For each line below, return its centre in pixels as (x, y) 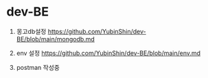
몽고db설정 (31, 31)
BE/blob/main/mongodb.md (56, 39)
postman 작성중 (38, 67)
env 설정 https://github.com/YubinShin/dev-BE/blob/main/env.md (108, 53)
